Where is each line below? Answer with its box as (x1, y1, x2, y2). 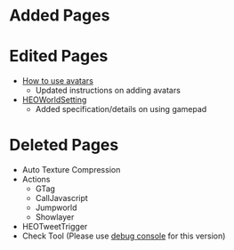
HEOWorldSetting (21, 94, 87, 105)
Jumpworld (35, 202, 77, 214)
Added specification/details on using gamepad (35, 104, 207, 115)
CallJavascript (35, 193, 89, 204)
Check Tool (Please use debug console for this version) (21, 230, 226, 241)
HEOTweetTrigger (21, 222, 88, 232)
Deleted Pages (9, 135, 119, 156)
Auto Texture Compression (21, 165, 121, 175)
